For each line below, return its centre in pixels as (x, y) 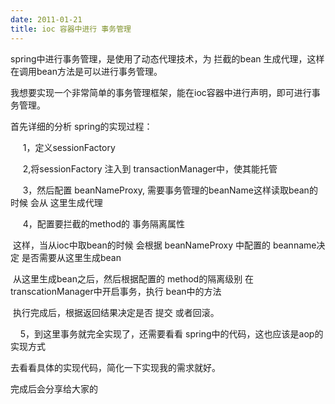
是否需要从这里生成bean (71, 257)
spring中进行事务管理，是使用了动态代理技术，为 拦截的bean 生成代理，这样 (167, 58)
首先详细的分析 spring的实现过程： (81, 126)
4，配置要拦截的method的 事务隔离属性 (103, 223)
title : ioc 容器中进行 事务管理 (71, 29)
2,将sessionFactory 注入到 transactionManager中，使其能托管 (150, 168)
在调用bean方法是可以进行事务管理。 (86, 71)
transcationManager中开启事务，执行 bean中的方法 (116, 291)
